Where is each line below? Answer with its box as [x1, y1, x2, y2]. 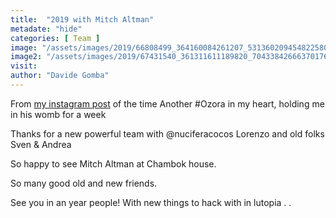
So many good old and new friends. [10, 177, 158, 189]
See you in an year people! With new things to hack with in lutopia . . [10, 196, 292, 208]
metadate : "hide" [10, 24, 83, 34]
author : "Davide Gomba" [10, 71, 110, 81]
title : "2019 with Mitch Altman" [10, 14, 155, 25]
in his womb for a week [10, 108, 107, 120]
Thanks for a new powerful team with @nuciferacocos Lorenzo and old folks [10, 127, 325, 140]
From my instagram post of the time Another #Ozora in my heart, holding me [10, 97, 325, 110]
